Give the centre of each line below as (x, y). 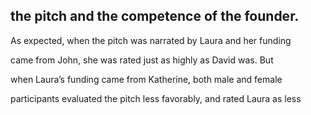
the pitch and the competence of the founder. (155, 16)
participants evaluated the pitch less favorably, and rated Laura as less (156, 98)
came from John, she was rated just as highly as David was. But (142, 60)
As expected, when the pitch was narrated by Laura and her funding (151, 40)
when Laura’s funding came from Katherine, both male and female (146, 79)
